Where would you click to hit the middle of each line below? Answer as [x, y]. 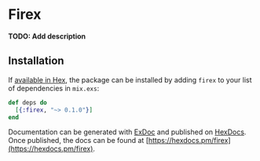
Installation [36, 61]
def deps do [27, 102]
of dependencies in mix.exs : [54, 88]
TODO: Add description [47, 36]
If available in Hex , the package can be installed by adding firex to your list [130, 79]
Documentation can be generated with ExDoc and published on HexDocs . [127, 132]
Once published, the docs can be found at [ [79, 141]
